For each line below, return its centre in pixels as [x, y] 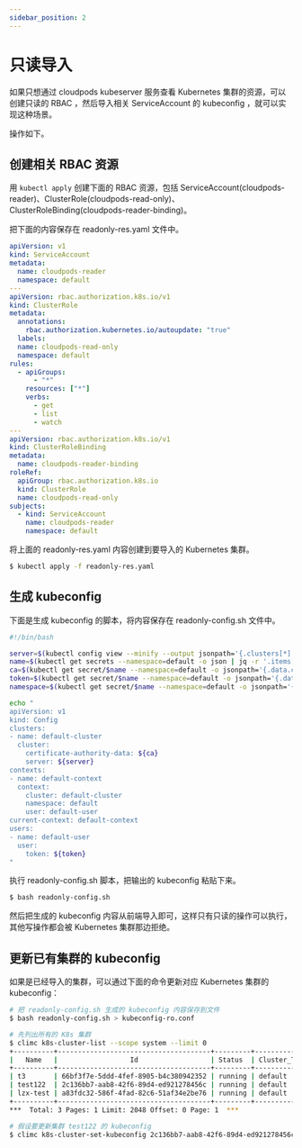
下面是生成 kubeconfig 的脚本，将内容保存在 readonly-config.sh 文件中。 [145, 620]
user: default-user [62, 812]
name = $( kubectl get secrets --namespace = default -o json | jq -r [134, 662]
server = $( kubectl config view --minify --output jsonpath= [122, 654]
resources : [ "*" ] [58, 389]
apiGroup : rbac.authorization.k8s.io [88, 481]
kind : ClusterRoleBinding [58, 447]
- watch [48, 422]
